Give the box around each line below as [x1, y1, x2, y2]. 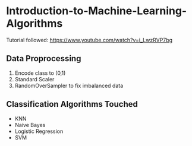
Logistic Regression [14, 128, 64, 135]
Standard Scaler [14, 75, 55, 82]
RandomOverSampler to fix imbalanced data [14, 82, 124, 89]
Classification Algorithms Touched [6, 99, 138, 109]
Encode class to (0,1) [14, 69, 66, 77]
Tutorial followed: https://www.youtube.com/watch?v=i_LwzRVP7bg [6, 36, 173, 43]
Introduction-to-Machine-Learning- [6, 4, 187, 18]
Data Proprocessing [6, 53, 81, 64]
